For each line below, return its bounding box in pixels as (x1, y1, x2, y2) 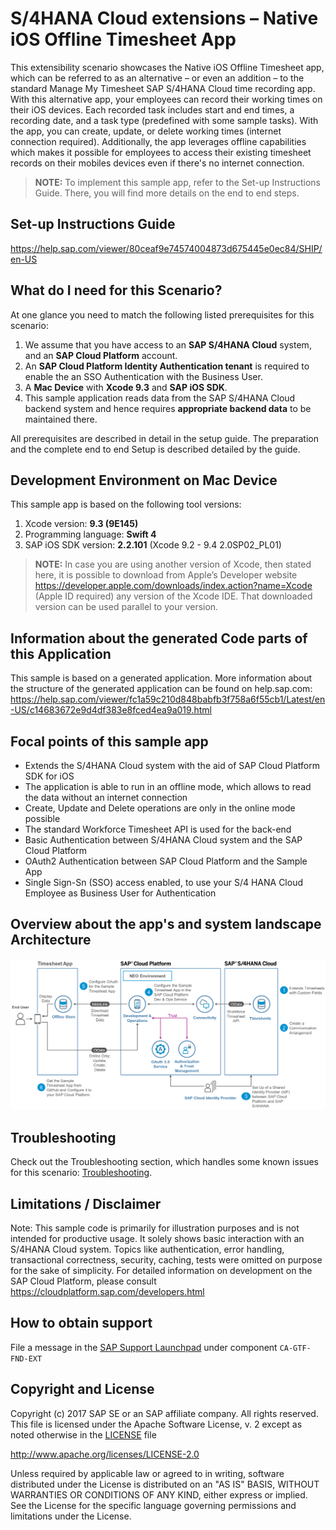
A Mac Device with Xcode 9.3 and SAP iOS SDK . (24, 381, 228, 393)
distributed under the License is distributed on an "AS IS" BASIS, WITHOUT (10, 1478, 320, 1490)
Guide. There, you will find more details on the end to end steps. (34, 187, 300, 199)
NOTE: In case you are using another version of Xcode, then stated (34, 558, 312, 571)
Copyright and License (10, 1381, 155, 1398)
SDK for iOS (24, 770, 75, 782)
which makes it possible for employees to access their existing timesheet (10, 146, 312, 158)
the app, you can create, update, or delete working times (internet (10, 125, 282, 137)
